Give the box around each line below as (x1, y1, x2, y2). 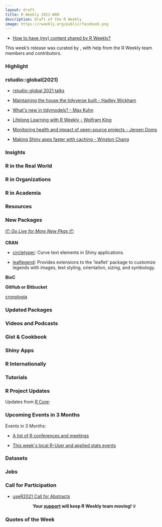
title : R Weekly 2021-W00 (5, 12, 59, 17)
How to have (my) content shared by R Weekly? (12, 35, 111, 41)
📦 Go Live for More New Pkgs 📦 (5, 228, 74, 234)
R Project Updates (5, 387, 50, 394)
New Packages (5, 217, 43, 223)
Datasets (5, 455, 28, 462)
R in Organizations (5, 176, 51, 183)
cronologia (5, 294, 28, 300)
